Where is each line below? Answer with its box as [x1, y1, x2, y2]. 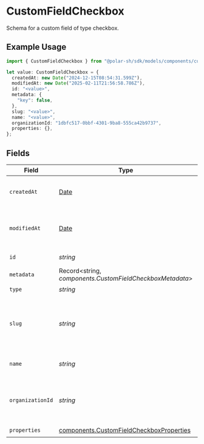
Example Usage [6, 42, 67, 52]
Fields [6, 148, 30, 159]
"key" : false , [17, 97, 53, 103]
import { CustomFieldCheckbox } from [6, 58, 102, 64]
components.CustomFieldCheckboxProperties [58, 426, 191, 435]
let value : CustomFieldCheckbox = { [6, 69, 99, 75]
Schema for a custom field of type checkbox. [6, 24, 120, 32]
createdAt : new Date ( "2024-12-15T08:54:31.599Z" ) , [12, 75, 143, 81]
